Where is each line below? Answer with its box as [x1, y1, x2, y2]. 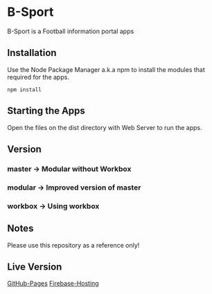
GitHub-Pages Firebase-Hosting [7, 279, 99, 288]
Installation [7, 47, 57, 59]
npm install [7, 86, 42, 93]
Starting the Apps [7, 105, 85, 117]
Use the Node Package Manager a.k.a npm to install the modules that [7, 65, 206, 73]
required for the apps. [7, 73, 69, 81]
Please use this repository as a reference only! [7, 241, 140, 249]
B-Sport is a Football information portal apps [7, 27, 134, 35]
